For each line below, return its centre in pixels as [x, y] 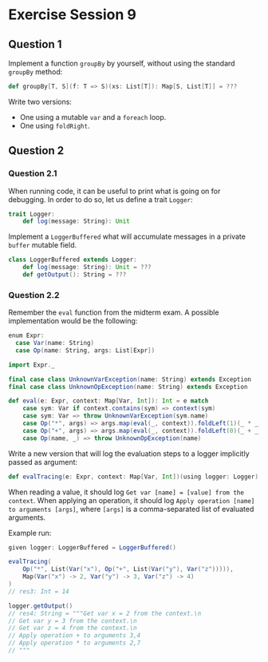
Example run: [30, 533]
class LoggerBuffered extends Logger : [73, 260]
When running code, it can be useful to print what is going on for [114, 191]
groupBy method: [35, 72]
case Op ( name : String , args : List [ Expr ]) [85, 350]
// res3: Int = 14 [39, 591]
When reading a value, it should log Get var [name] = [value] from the [126, 492]
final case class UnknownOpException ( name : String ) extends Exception [128, 386]
